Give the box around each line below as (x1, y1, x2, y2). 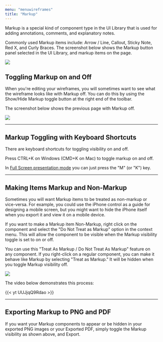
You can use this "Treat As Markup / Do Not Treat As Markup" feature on (5, 246, 150, 252)
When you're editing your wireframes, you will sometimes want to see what (5, 86, 155, 92)
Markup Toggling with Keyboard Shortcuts (5, 133, 137, 141)
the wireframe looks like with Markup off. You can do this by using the (5, 91, 145, 97)
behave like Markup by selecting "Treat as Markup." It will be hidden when (5, 256, 154, 262)
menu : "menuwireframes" (5, 7, 53, 12)
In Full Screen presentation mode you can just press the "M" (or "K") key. (5, 165, 151, 171)
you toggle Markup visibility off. (5, 261, 68, 267)
